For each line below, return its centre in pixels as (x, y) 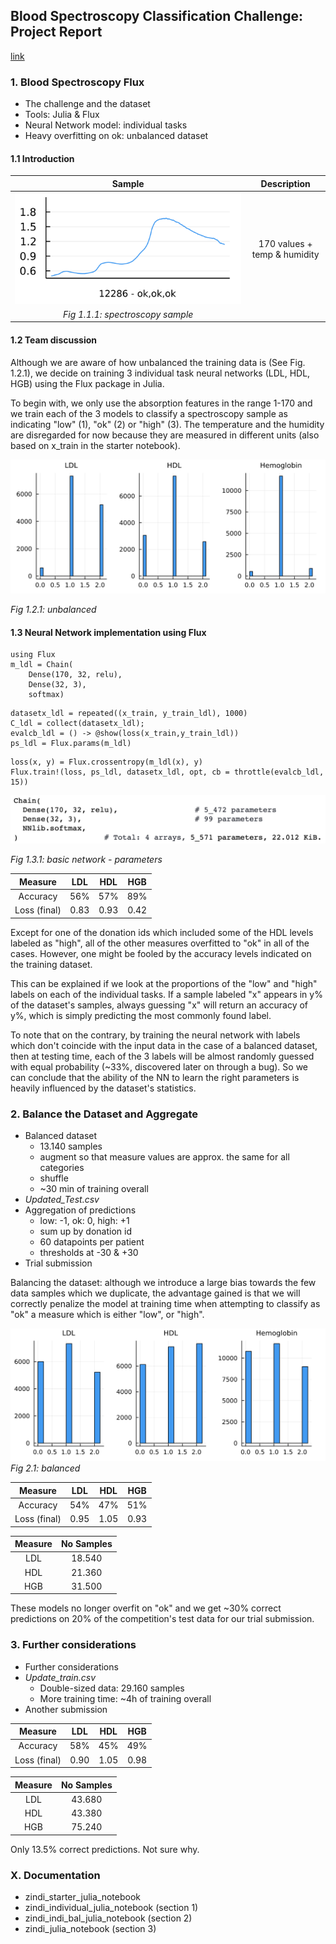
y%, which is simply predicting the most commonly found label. (141, 1015)
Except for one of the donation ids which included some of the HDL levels (162, 932)
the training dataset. (51, 964)
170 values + (285, 244)
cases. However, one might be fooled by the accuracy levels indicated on (161, 953)
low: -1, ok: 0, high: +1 (84, 1221)
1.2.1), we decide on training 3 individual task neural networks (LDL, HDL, (160, 373)
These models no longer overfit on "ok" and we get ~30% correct (146, 1608)
